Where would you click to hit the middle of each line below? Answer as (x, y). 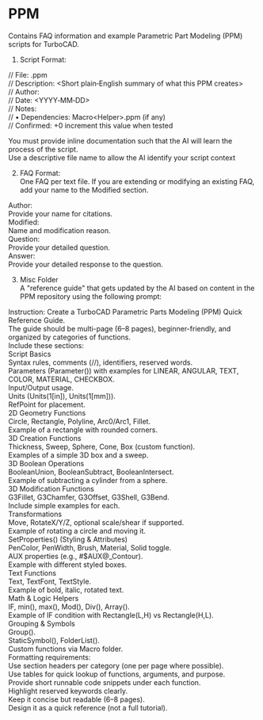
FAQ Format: (40, 173)
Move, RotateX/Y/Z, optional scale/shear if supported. (96, 522)
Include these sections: (46, 345)
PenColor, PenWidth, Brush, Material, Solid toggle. (90, 547)
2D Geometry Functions (47, 412)
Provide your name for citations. (61, 213)
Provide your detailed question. (59, 247)
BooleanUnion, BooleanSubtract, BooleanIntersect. (91, 472)
